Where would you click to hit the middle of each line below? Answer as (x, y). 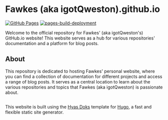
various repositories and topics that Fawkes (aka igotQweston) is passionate (84, 87)
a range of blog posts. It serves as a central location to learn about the (78, 81)
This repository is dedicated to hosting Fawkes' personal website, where (80, 71)
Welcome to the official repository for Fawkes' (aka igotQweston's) (74, 32)
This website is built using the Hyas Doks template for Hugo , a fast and (78, 107)
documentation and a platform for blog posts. (52, 43)
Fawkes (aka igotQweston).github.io (83, 9)
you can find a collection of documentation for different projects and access (84, 76)
